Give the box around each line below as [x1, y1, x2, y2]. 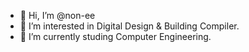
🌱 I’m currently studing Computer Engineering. [19, 31, 212, 42]
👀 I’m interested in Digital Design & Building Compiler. [19, 20, 240, 32]
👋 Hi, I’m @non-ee [19, 10, 96, 21]
